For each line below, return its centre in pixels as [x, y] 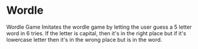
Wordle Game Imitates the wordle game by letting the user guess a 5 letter [99, 27]
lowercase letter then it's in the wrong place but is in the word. [84, 39]
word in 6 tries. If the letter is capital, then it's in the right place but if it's [96, 33]
